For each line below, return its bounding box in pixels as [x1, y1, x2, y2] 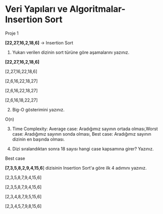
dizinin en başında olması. [12, 136, 65, 142]
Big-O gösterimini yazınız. [12, 107, 65, 112]
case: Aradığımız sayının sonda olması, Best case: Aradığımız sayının [12, 131, 151, 137]
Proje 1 [5, 30, 19, 36]
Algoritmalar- [69, 3, 126, 15]
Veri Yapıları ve [5, 3, 68, 15]
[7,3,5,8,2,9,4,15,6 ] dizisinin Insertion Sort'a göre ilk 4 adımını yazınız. [5, 165, 147, 171]
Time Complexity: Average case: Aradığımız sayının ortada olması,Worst [12, 126, 158, 132]
